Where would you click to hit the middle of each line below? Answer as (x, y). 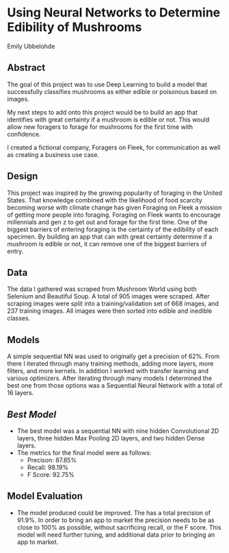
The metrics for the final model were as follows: (84, 453)
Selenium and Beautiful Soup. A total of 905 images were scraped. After (108, 296)
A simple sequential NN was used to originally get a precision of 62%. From (113, 356)
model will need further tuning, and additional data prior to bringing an (116, 534)
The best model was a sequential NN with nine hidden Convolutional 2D (118, 431)
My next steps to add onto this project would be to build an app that (103, 112)
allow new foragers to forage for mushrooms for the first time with (100, 127)
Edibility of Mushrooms (75, 27)
